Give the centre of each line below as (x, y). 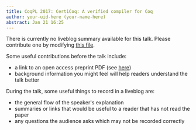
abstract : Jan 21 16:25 (35, 22)
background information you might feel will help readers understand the (101, 74)
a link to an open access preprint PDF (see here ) (73, 68)
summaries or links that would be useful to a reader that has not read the (102, 109)
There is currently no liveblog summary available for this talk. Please (88, 39)
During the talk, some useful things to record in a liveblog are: (80, 92)
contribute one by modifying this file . (50, 45)
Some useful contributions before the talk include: (66, 57)
